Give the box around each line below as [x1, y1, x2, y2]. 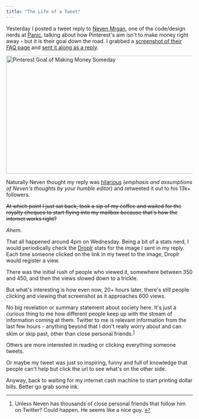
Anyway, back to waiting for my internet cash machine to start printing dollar [6, 377, 193, 384]
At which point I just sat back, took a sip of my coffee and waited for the [6, 202, 182, 209]
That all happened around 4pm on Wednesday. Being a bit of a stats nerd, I [6, 238, 190, 245]
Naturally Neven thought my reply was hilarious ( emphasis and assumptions [6, 178, 192, 185]
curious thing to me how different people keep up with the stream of [6, 310, 173, 317]
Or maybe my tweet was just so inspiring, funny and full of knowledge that [6, 359, 188, 366]
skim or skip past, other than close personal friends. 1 [6, 329, 135, 337]
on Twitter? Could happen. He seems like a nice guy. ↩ [14, 407, 151, 414]
